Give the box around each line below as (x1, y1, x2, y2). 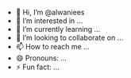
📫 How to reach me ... (15, 42, 90, 51)
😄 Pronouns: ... (15, 53, 67, 63)
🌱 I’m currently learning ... (15, 25, 101, 33)
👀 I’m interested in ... (15, 16, 83, 25)
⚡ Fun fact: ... (15, 62, 60, 72)
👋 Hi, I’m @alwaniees (15, 8, 85, 17)
